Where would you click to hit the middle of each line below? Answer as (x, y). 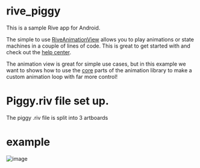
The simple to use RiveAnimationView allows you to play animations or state (100, 39)
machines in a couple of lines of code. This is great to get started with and (98, 46)
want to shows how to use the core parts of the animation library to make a (99, 70)
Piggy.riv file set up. (58, 101)
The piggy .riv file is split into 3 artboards (57, 117)
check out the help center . (39, 52)
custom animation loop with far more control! (62, 76)
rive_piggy (33, 11)
